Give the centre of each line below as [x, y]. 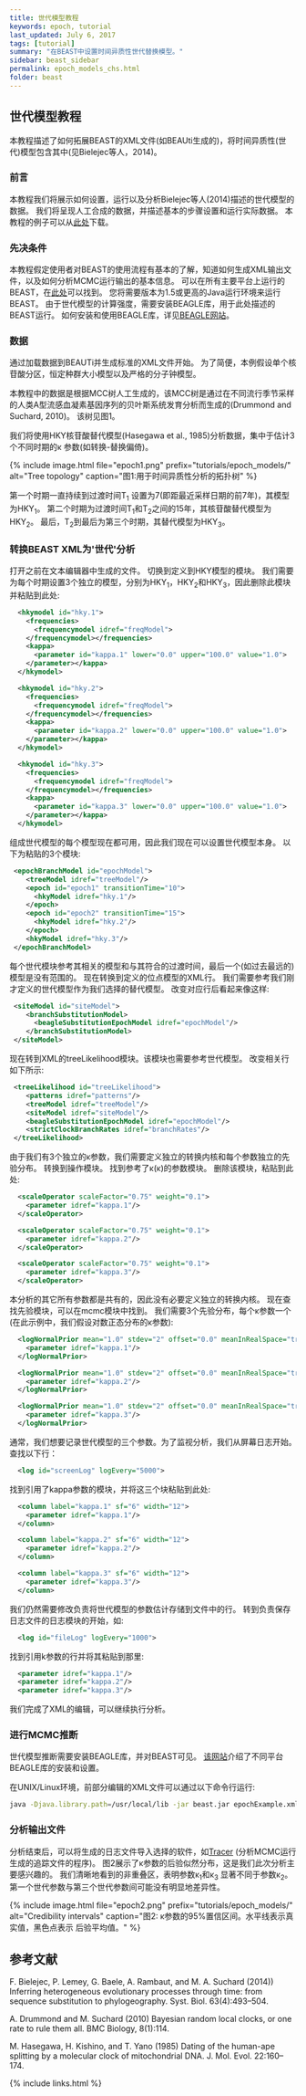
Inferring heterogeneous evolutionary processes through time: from [136, 1992]
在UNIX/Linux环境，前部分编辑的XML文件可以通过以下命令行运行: [132, 1787]
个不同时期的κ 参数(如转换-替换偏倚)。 [81, 447]
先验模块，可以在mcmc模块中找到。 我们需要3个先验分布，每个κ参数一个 [154, 1311]
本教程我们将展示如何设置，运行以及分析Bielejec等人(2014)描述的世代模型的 [152, 199]
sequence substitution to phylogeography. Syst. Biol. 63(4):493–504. [139, 2001]
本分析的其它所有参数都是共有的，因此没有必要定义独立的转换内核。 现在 [146, 1300]
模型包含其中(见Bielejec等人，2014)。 [91, 152]
